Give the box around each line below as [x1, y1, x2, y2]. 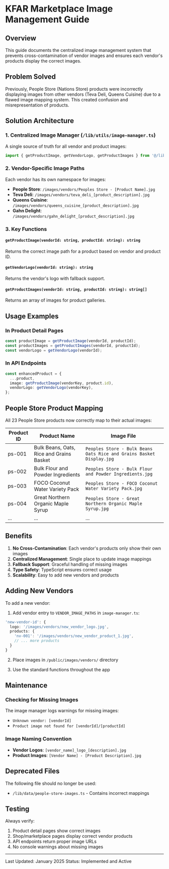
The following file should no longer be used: [5, 780, 97, 786]
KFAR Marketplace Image [5, 3, 113, 15]
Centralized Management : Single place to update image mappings [12, 556, 152, 562]
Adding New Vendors [5, 587, 74, 595]
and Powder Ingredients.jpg [85, 471, 153, 477]
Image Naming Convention [5, 735, 72, 742]
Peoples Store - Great [85, 496, 140, 501]
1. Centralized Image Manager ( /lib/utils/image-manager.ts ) [5, 132, 156, 139]
